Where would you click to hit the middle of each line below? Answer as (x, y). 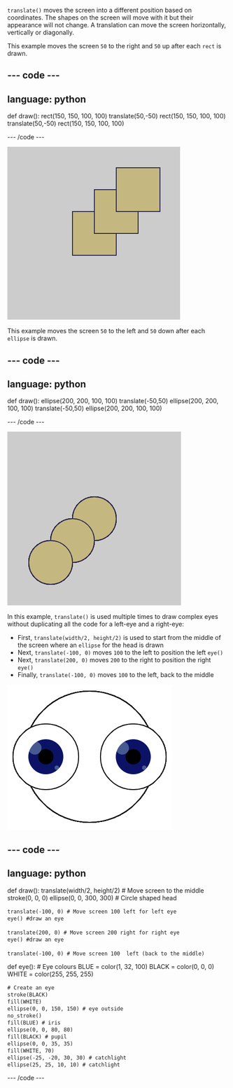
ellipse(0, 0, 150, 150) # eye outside (65, 1009)
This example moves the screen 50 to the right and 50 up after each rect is (114, 46)
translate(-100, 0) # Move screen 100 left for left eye (92, 912)
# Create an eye (31, 988)
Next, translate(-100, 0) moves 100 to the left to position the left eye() (120, 653)
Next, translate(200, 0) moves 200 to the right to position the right (114, 660)
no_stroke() (24, 1016)
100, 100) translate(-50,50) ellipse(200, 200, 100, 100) (85, 408)
